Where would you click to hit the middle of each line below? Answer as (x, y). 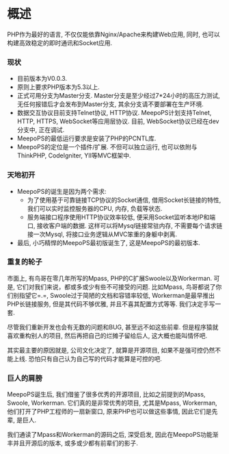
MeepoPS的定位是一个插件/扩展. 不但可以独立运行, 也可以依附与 (107, 147)
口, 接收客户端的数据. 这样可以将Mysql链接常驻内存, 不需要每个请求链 (125, 225)
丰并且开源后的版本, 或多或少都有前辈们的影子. (73, 443)
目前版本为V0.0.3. (42, 79)
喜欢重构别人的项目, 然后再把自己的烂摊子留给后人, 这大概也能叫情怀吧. (107, 336)
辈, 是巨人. (22, 420)
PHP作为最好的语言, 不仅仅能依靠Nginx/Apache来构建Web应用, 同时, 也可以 (113, 34)
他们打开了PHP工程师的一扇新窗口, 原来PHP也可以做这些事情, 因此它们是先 (112, 412)
